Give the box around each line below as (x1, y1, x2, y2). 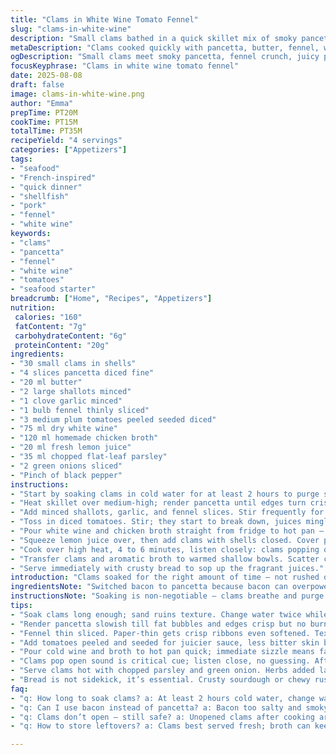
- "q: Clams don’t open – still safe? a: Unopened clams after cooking (10, 712, 315, 722)
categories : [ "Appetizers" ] (10, 145, 128, 155)
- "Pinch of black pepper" (10, 470, 123, 480)
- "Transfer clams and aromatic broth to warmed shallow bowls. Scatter (10, 554, 320, 564)
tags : (10, 154, 33, 164)
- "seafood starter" (10, 284, 97, 295)
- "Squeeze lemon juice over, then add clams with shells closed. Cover (10, 535, 320, 545)
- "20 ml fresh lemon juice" (10, 442, 132, 453)
